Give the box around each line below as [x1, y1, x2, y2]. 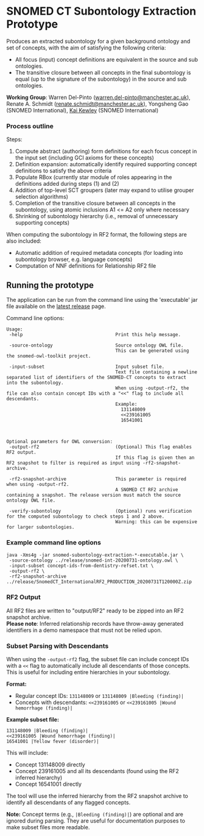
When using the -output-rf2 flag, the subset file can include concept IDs [6, 655, 189, 662]
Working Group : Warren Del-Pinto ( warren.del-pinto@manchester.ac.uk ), [6, 94, 191, 101]
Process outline [6, 122, 54, 130]
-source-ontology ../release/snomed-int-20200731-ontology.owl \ [9, 557, 178, 563]
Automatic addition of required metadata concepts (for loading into [15, 249, 183, 257]
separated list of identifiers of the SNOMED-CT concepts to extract [6, 375, 187, 381]
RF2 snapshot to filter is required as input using [6, 460, 140, 466]
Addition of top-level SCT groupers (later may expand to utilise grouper [15, 186, 194, 194]
